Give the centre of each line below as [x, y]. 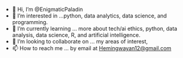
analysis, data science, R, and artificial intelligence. [76, 35]
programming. [30, 22]
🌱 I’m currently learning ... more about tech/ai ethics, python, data [95, 28]
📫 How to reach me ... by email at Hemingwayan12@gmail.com [92, 48]
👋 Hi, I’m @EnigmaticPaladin [48, 9]
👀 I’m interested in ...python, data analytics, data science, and [89, 16]
